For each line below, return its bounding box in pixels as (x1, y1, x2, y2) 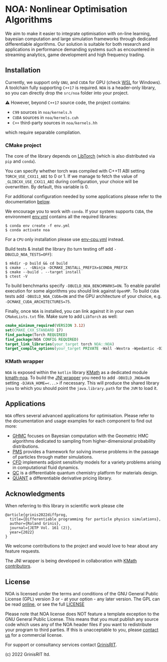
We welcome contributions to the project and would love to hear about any (5, 543, 158, 549)
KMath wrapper (5, 358, 44, 365)
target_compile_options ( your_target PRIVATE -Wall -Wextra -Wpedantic (5, 346, 155, 351)
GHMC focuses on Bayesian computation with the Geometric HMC (12, 433, 149, 439)
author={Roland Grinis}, (9, 521, 61, 526)
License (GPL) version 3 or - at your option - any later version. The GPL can (5, 596, 160, 602)
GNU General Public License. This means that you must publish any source (5, 616, 159, 622)
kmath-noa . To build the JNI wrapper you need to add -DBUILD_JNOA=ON (5, 375, 150, 380)
